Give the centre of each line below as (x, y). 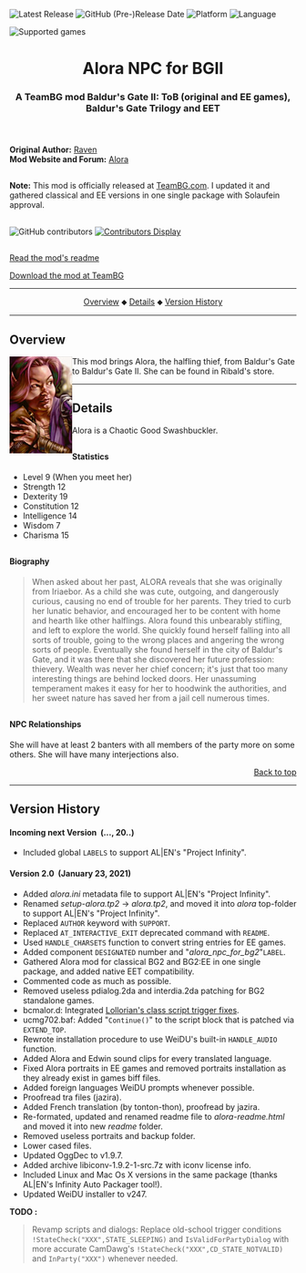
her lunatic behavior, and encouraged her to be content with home (156, 611)
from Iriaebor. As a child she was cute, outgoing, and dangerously (155, 591)
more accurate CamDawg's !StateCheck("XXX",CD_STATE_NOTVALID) (158, 1248)
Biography (30, 561)
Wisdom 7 (41, 525)
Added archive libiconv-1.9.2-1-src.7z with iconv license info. (137, 1165)
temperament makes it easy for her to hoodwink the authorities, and (159, 688)
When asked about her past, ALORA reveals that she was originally (157, 581)
